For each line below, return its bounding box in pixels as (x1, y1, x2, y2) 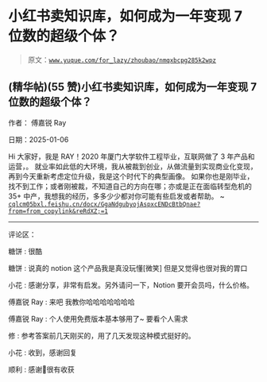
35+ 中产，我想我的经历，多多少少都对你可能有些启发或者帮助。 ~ (8, 191, 225, 201)
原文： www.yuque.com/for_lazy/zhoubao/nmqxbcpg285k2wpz (27, 55, 217, 64)
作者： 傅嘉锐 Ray (8, 118, 67, 127)
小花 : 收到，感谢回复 (8, 347, 77, 357)
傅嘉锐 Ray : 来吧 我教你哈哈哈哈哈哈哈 (8, 297, 135, 307)
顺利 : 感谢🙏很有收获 (8, 365, 75, 374)
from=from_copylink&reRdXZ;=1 (8, 207, 109, 215)
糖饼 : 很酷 (8, 246, 42, 256)
